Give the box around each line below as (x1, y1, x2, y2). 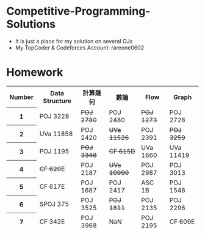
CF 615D (109, 147, 135, 155)
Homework (6, 65, 63, 79)
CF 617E (39, 182, 65, 191)
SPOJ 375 (39, 200, 70, 208)
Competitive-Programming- (6, 4, 151, 18)
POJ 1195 (39, 147, 70, 155)
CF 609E (169, 217, 195, 225)
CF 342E (39, 217, 65, 225)
